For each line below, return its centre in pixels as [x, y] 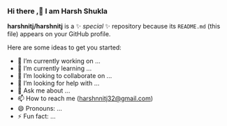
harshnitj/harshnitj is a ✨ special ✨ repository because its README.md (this [114, 26]
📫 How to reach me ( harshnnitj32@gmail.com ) [85, 99]
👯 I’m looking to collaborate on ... [65, 76]
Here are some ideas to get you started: [65, 47]
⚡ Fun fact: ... [36, 116]
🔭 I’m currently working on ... [59, 61]
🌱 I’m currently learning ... [54, 68]
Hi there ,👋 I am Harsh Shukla [58, 11]
